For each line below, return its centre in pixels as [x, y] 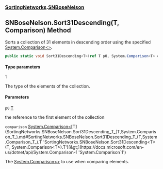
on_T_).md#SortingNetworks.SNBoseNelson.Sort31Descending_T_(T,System [81, 137]
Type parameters [23, 67]
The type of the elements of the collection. [48, 86]
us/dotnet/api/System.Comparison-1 [41, 152]
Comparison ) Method [38, 30]
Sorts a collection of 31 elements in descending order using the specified [78, 42]
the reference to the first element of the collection [55, 117]
